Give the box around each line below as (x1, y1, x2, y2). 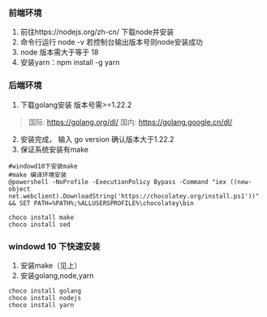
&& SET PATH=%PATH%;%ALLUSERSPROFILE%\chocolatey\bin (8, 199, 195, 208)
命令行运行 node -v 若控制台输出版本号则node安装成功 (19, 37, 203, 47)
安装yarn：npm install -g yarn (19, 58, 120, 67)
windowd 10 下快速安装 (8, 241, 101, 252)
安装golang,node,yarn (19, 270, 94, 281)
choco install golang (8, 286, 82, 295)
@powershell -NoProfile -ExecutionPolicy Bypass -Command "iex (8, 178, 227, 186)
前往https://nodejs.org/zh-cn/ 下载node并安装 (19, 27, 174, 37)
